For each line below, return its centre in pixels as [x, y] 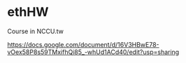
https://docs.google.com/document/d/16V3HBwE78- [83, 44]
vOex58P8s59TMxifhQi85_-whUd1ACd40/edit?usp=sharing [93, 52]
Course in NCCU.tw [36, 31]
